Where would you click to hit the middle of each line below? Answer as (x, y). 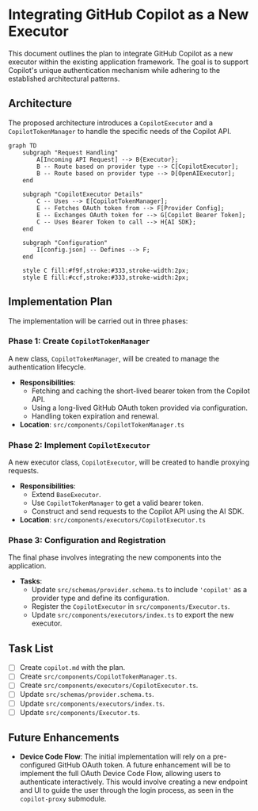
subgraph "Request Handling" (70, 152)
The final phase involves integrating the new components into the (115, 557)
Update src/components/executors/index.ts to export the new (133, 615)
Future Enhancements (64, 738)
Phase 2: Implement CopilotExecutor (80, 445)
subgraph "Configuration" (65, 243)
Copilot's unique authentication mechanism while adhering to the (114, 70)
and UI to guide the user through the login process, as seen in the (127, 790)
